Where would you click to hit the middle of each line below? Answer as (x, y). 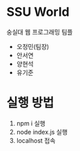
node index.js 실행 (42, 132)
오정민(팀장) (33, 46)
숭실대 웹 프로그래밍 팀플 (40, 32)
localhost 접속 (36, 140)
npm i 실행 (31, 123)
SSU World (38, 12)
